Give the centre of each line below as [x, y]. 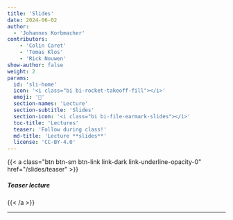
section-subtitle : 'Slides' [54, 110]
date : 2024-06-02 [32, 20]
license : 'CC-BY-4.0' [45, 143]
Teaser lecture [29, 185]
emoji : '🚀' [29, 98]
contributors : [28, 39]
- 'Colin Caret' [43, 46]
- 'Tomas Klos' [42, 53]
